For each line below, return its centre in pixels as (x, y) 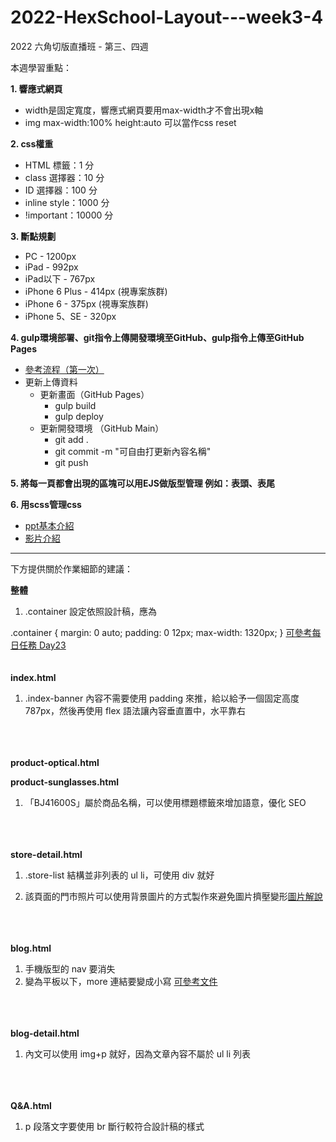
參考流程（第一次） (64, 369)
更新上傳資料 (51, 382)
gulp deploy (79, 416)
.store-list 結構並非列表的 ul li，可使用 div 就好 (119, 875)
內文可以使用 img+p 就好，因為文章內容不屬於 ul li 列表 (138, 1053)
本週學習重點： (41, 67)
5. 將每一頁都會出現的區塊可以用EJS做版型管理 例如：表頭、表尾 (143, 483)
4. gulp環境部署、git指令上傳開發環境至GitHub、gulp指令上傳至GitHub (157, 337)
